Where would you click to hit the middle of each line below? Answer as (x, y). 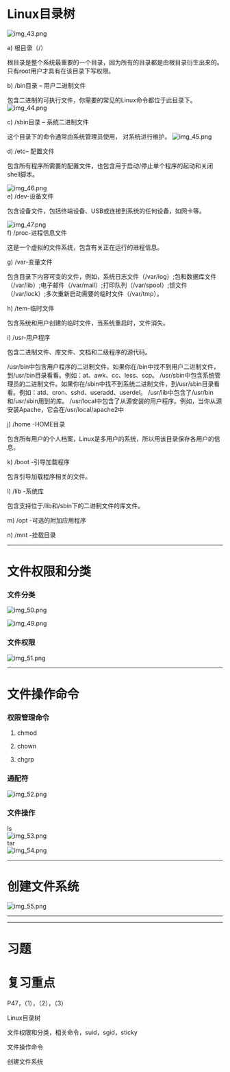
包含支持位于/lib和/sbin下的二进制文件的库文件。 (76, 505)
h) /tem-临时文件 (31, 308)
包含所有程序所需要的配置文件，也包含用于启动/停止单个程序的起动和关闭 (110, 166)
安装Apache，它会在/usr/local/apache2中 (66, 409)
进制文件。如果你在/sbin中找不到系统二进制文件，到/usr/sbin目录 (122, 384)
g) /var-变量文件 (30, 262)
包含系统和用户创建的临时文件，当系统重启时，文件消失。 (88, 323)
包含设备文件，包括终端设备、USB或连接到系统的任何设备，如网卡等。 (106, 211)
